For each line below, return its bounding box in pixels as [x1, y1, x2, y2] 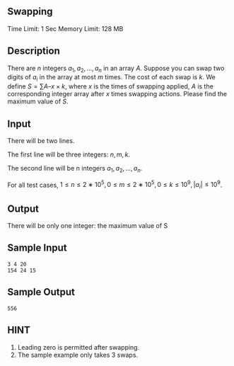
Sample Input [7, 242, 67, 254]
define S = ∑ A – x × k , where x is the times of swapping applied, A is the [7, 82, 213, 91]
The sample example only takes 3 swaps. [17, 350, 139, 359]
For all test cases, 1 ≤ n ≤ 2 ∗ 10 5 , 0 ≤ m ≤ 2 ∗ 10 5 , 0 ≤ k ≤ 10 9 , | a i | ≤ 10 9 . [7, 179, 223, 190]
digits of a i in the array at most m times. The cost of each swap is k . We [7, 73, 216, 84]
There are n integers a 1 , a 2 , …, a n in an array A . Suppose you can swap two [7, 64, 225, 74]
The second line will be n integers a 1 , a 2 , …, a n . [7, 164, 143, 174]
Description [7, 45, 60, 57]
